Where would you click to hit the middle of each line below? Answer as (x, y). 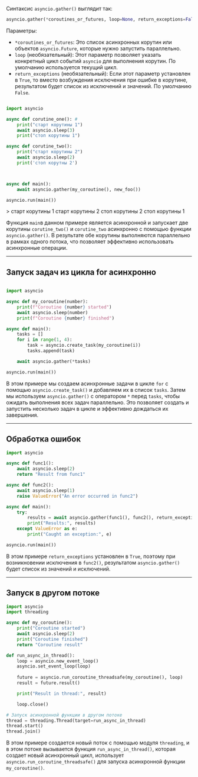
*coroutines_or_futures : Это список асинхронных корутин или (93, 42)
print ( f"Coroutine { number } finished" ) (66, 318)
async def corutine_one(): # (42, 119)
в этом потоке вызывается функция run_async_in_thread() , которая (91, 749)
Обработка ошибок (44, 439)
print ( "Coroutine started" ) (51, 628)
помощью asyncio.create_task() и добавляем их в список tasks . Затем (96, 389)
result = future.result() (49, 683)
